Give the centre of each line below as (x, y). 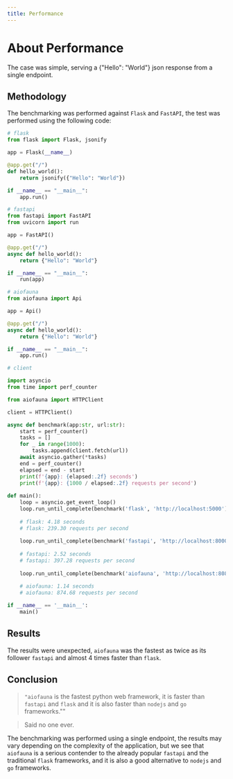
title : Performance (35, 14)
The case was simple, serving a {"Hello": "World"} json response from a (110, 67)
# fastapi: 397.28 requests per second (77, 561)
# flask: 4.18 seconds (52, 522)
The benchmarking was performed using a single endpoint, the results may (114, 738)
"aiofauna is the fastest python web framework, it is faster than (114, 696)
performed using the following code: (59, 121)
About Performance (66, 48)
